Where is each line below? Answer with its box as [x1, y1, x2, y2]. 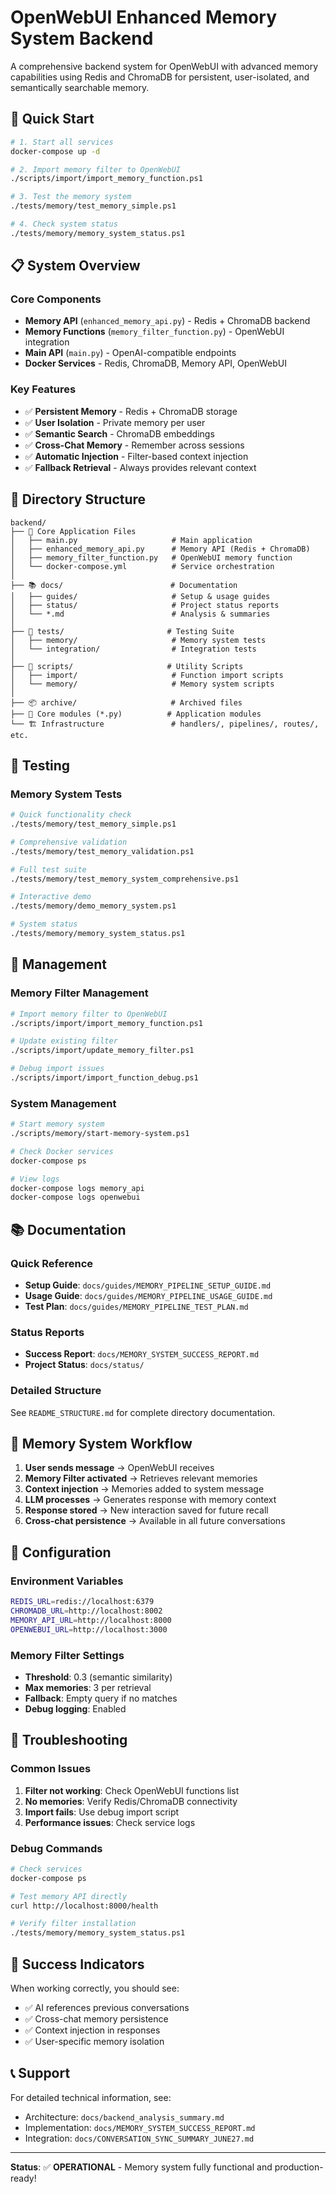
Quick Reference [10, 1256, 94, 1270]
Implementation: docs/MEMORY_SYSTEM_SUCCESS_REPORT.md [24, 2121, 256, 2133]
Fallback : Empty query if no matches [24, 1692, 178, 1704]
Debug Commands [10, 1841, 103, 1855]
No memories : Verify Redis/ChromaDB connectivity [24, 1795, 238, 1807]
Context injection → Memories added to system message [24, 1483, 265, 1495]
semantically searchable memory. [10, 81, 150, 93]
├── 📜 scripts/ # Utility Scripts [10, 661, 244, 671]
